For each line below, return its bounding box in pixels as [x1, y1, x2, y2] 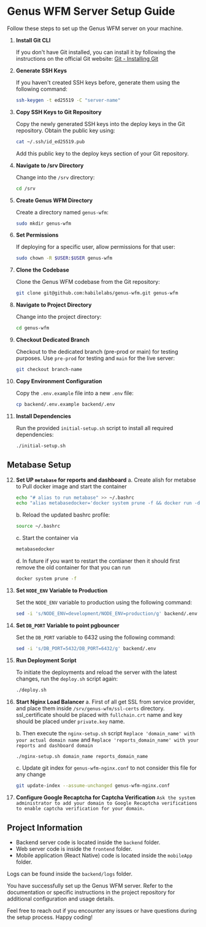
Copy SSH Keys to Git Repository [15, 108, 102, 115]
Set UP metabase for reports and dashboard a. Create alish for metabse [15, 476, 196, 483]
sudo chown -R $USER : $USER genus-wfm [15, 255, 113, 262]
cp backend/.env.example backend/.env [15, 401, 115, 407]
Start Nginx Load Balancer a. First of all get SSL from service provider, [15, 698, 196, 705]
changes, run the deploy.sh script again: [15, 675, 118, 683]
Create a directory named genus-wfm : [15, 208, 109, 216]
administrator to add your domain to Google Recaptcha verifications [15, 800, 198, 807]
